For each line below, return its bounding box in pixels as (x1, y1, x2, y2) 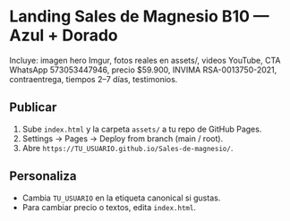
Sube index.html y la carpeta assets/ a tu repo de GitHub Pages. (21, 123, 262, 134)
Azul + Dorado (9, 25, 118, 46)
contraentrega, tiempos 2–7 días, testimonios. (9, 73, 178, 84)
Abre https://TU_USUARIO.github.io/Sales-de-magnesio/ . (21, 142, 234, 153)
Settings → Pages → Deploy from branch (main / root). (21, 132, 224, 144)
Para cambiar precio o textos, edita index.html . (21, 201, 197, 212)
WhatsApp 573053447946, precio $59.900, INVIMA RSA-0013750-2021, (9, 64, 277, 75)
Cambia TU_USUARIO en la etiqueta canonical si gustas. (21, 192, 221, 203)
